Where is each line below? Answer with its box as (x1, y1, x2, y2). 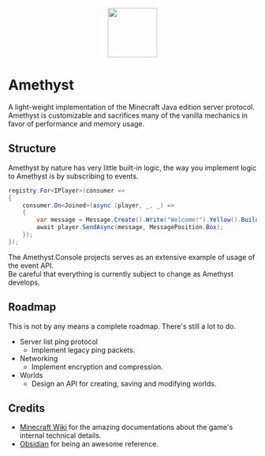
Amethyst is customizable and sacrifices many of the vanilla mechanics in (8, 111, 248, 120)
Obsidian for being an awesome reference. (19, 439, 159, 449)
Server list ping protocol (19, 337, 99, 346)
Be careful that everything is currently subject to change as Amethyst (8, 269, 234, 278)
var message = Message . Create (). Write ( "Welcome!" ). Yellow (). (36, 216, 242, 224)
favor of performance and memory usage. (8, 119, 145, 128)
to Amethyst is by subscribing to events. (8, 171, 139, 181)
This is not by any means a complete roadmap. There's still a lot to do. (8, 321, 237, 331)
